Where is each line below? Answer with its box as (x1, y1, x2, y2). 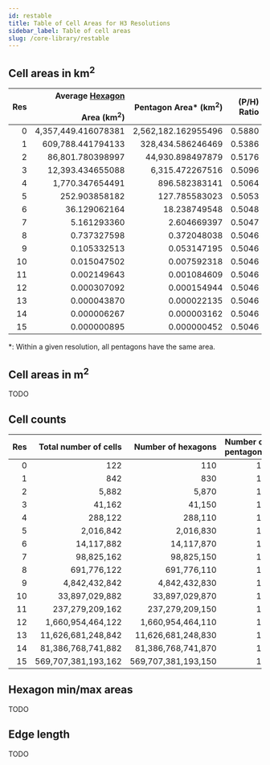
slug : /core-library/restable (8, 34, 110, 43)
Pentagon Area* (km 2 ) (133, 100, 223, 113)
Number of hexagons (133, 441, 217, 452)
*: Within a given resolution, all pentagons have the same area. (8, 342, 215, 352)
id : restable (8, 11, 52, 20)
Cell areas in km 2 (8, 63, 96, 80)
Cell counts (8, 412, 67, 426)
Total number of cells (39, 441, 122, 452)
